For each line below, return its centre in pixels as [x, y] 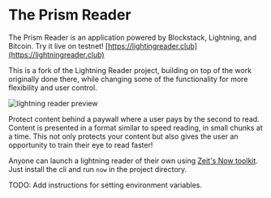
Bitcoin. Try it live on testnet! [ [58, 45]
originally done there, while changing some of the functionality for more [128, 79]
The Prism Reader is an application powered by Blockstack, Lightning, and [133, 37]
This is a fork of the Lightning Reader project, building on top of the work [130, 70]
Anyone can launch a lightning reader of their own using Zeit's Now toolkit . [133, 161]
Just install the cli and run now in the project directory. [98, 169]
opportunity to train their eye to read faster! [81, 144]
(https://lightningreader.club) [56, 54]
